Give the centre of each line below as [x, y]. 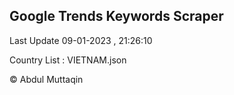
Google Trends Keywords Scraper [116, 16]
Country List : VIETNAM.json [68, 60]
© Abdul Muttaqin [46, 79]
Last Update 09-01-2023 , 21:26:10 [81, 40]
